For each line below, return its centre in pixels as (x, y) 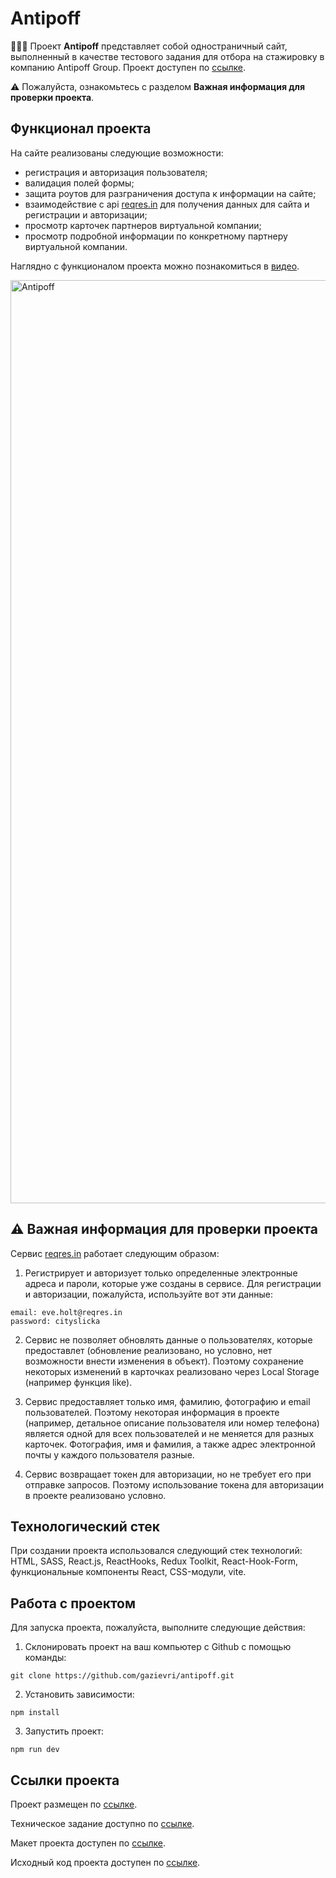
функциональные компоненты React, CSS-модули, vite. (128, 1572)
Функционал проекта (81, 128)
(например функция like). (78, 1382)
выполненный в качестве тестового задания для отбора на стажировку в (167, 56)
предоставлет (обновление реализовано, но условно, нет (148, 1350)
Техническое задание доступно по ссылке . (102, 1823)
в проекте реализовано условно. (95, 1495)
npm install (35, 1713)
